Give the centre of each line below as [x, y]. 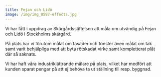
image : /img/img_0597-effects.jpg [41, 14]
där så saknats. [21, 54]
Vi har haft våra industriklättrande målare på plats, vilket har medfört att [79, 64]
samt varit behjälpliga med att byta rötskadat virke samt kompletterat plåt [80, 49]
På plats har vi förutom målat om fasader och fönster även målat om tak [79, 43]
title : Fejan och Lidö [29, 10]
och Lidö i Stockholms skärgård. [38, 34]
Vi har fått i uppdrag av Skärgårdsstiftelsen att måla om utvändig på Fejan [80, 28]
